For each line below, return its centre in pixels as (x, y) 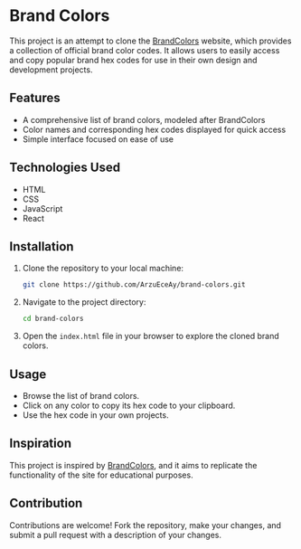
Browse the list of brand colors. (81, 395)
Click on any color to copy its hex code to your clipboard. (129, 405)
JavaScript (42, 208)
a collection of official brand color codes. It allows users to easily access (145, 50)
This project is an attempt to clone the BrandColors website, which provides (150, 41)
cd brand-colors (53, 319)
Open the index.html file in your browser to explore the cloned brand (151, 336)
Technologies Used (65, 168)
